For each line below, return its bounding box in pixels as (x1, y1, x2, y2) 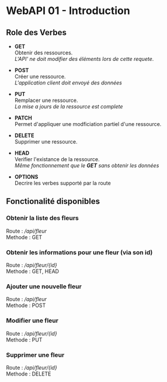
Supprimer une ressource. (14, 138, 78, 145)
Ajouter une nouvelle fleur (6, 282, 82, 291)
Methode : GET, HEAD (6, 268, 60, 275)
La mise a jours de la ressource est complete (14, 103, 123, 110)
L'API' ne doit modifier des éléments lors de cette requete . (14, 56, 154, 62)
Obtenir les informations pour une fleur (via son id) (6, 248, 153, 256)
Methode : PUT (6, 336, 43, 343)
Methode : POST (6, 302, 46, 309)
